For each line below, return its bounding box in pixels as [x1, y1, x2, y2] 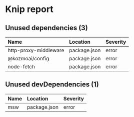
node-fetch [7, 63, 35, 70]
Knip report [5, 4, 53, 15]
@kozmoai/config [7, 55, 49, 62]
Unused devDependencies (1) [5, 80, 99, 89]
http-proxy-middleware [7, 47, 64, 54]
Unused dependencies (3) [5, 24, 88, 32]
